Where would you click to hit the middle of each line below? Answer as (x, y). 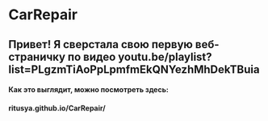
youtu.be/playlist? (165, 56)
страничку (37, 56)
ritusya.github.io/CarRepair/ (57, 108)
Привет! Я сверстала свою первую (101, 44)
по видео (92, 56)
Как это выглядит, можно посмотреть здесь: (89, 90)
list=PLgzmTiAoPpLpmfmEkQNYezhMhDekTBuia (134, 69)
